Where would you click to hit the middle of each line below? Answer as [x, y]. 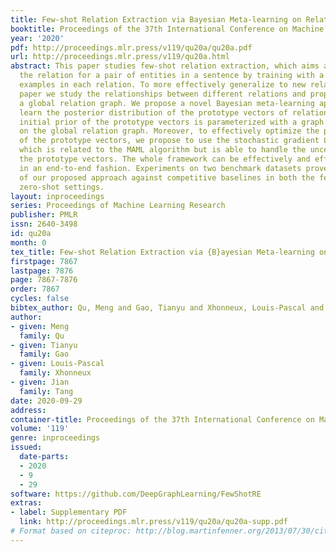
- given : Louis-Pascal [57, 364]
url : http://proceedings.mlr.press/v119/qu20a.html [120, 57]
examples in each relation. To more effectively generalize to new [163, 85]
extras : [26, 503]
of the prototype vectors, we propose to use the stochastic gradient [169, 141]
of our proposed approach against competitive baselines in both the [167, 177]
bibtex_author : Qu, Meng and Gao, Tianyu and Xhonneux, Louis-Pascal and [167, 308]
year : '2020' [37, 38]
